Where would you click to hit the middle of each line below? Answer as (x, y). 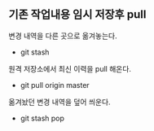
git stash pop (42, 118)
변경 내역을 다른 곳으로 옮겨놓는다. (63, 36)
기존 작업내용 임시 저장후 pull (77, 15)
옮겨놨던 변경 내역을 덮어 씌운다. (60, 102)
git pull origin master (55, 85)
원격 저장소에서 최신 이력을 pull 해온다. (70, 68)
